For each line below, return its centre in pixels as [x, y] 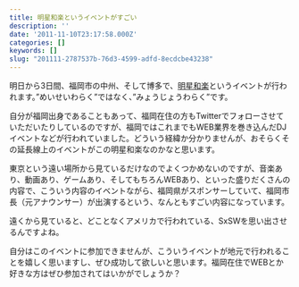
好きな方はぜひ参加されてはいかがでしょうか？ [95, 273]
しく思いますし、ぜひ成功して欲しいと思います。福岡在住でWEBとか [158, 262]
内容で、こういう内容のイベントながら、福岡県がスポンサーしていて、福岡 [145, 190]
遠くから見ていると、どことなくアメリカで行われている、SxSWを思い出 [141, 221]
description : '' [39, 26]
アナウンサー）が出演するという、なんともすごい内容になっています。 [161, 202]
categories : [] [37, 42]
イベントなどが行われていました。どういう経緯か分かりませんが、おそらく [146, 138]
